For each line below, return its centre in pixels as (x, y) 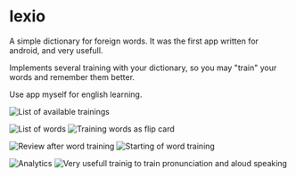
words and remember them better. (72, 76)
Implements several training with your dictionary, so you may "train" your (143, 68)
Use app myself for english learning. (76, 94)
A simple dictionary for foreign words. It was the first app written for (134, 41)
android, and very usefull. (56, 50)
